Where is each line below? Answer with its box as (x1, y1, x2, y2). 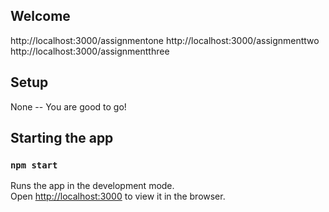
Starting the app (10, 130, 114, 147)
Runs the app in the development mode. (10, 180, 175, 192)
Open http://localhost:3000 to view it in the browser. (10, 190, 226, 203)
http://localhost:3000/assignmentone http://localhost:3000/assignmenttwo (10, 34, 320, 46)
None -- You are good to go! (10, 100, 127, 113)
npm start (10, 159, 58, 171)
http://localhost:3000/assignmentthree (10, 45, 170, 57)
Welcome (10, 8, 71, 25)
